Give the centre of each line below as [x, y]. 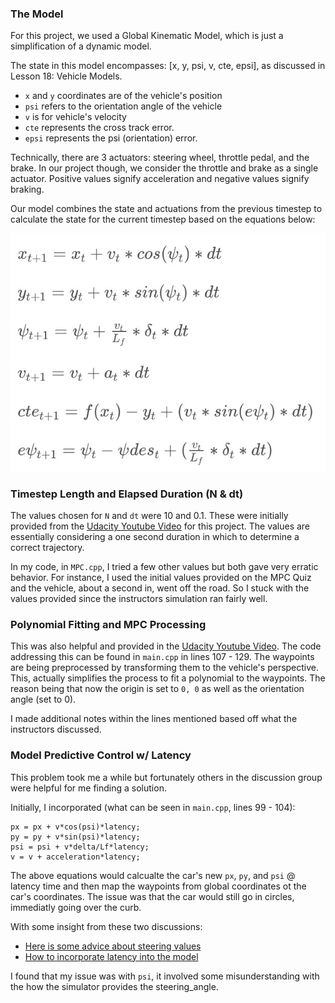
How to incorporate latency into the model [111, 956]
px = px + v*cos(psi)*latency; [75, 827]
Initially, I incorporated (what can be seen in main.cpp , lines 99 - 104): [153, 807]
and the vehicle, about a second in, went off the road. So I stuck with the [160, 588]
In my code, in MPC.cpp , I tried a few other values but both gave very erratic [164, 567]
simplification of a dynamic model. [81, 46]
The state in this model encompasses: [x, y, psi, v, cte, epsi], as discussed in [168, 66]
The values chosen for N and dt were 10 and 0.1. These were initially [149, 516]
